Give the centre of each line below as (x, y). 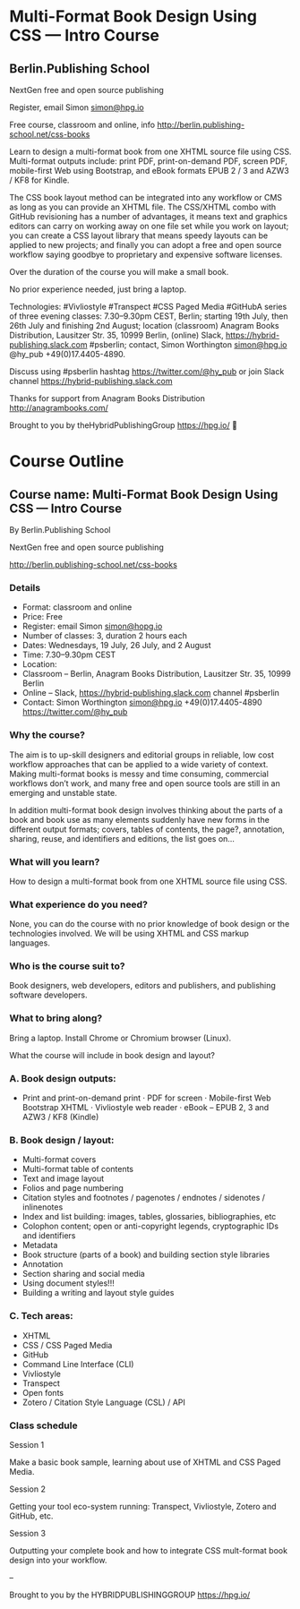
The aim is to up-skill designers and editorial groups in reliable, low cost (142, 755)
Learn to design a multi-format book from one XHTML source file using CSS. (150, 151)
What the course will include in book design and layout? (112, 1055)
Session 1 (27, 1444)
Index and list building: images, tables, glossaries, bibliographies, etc (149, 1217)
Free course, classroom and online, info (82, 124)
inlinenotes (43, 1207)
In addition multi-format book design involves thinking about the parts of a (146, 810)
